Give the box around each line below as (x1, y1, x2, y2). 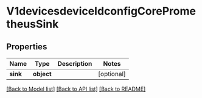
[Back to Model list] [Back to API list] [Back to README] (6, 85, 146, 93)
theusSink (6, 17, 59, 31)
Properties (6, 41, 47, 52)
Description (57, 60, 92, 68)
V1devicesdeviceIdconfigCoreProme (6, 4, 197, 18)
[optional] (98, 70, 127, 78)
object (32, 70, 52, 78)
